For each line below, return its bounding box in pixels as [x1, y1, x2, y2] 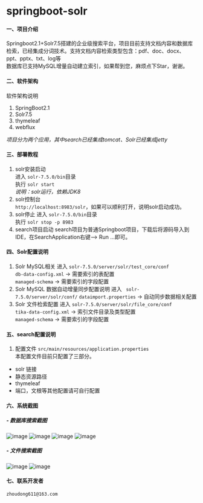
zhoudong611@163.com [6, 491, 59, 497]
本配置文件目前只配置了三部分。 [14, 353, 95, 360]
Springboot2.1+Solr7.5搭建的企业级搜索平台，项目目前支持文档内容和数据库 [6, 40, 193, 47]
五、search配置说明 [6, 330, 56, 338]
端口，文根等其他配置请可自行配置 [14, 387, 100, 394]
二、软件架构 [6, 77, 38, 85]
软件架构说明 [6, 92, 38, 99]
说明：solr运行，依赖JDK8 [14, 188, 81, 195]
